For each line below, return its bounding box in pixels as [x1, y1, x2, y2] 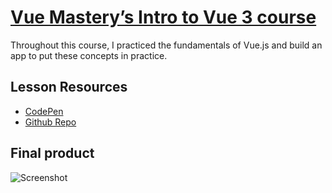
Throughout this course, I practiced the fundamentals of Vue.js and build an [10, 39, 323, 51]
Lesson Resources [10, 79, 128, 96]
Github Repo [24, 116, 77, 128]
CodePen [24, 105, 64, 117]
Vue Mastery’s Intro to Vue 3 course [10, 6, 317, 29]
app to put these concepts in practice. [10, 49, 168, 61]
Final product [10, 145, 95, 162]
